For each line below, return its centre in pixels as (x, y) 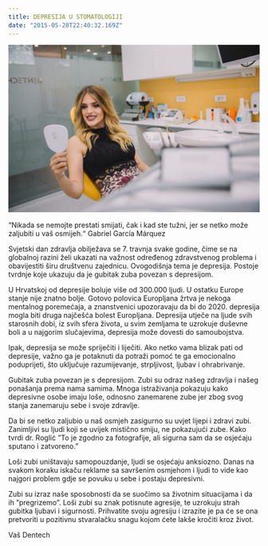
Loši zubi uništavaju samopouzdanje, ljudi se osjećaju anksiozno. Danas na (131, 462)
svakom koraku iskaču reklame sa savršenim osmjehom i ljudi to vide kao (128, 469)
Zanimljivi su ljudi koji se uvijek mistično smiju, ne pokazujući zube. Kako (128, 429)
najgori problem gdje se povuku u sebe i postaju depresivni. (106, 478)
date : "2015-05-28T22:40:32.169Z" (66, 25)
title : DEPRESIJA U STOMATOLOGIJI (66, 17)
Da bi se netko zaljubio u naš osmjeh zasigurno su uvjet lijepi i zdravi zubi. (130, 420)
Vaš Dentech (29, 535)
